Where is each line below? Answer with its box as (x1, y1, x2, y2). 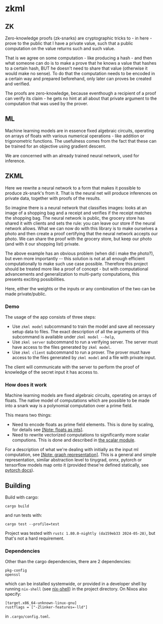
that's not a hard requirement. (5, 535, 65, 541)
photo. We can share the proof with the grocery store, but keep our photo (5, 236, 152, 242)
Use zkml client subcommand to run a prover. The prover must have (12, 349, 150, 355)
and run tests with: (5, 512, 42, 518)
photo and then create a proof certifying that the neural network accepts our (5, 230, 158, 236)
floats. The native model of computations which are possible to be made (5, 397, 150, 403)
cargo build (5, 504, 29, 509)
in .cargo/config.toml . (5, 613, 50, 619)
